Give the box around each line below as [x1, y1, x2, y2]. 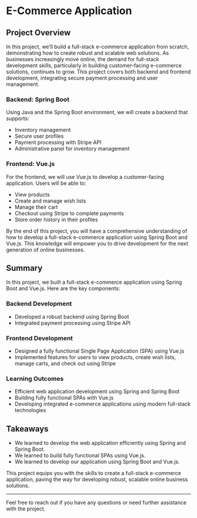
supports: [6, 115, 29, 122]
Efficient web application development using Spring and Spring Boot [14, 388, 180, 395]
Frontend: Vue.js [6, 160, 55, 168]
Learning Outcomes [6, 374, 64, 383]
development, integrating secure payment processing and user [6, 75, 158, 81]
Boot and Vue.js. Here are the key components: [6, 285, 120, 292]
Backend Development [6, 300, 72, 308]
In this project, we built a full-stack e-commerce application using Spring [6, 278, 182, 286]
